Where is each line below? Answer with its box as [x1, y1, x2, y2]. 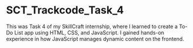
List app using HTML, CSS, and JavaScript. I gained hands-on [14, 29, 165, 36]
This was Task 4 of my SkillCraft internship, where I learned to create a [6, 23, 178, 30]
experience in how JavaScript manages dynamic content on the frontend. [6, 35, 184, 42]
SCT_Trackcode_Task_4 [6, 4, 124, 17]
